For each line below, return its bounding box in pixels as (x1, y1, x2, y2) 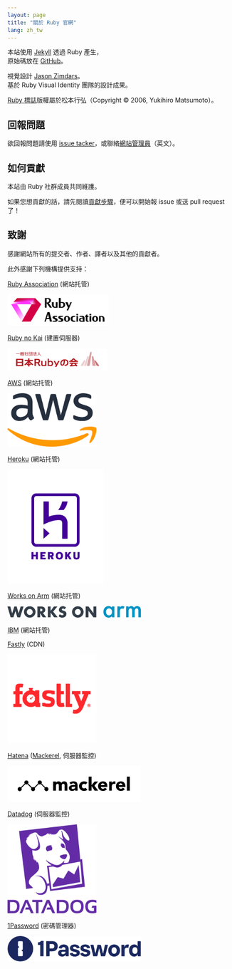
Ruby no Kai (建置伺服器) (7, 333, 80, 342)
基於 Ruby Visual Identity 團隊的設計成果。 (7, 81, 132, 89)
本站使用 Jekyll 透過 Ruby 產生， (7, 48, 103, 56)
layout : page (7, 11, 46, 19)
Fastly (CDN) (7, 640, 46, 648)
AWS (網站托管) (7, 378, 53, 387)
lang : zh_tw (7, 26, 43, 33)
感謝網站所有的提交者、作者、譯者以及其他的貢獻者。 (7, 249, 164, 258)
